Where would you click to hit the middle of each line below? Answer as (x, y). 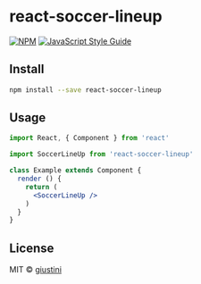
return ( (42, 187)
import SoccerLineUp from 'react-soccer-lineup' (101, 155)
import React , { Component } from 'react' (89, 138)
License (32, 248)
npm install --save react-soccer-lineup (86, 90)
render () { (40, 179)
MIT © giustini (36, 270)
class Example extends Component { (75, 171)
